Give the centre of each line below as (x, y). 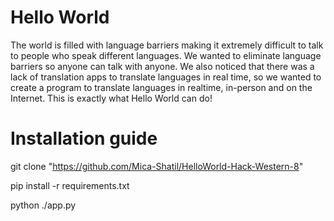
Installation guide (84, 138)
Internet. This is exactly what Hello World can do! (111, 98)
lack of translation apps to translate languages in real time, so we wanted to (166, 77)
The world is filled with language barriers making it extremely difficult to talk (167, 45)
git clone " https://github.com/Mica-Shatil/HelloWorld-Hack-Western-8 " (157, 166)
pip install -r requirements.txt (70, 185)
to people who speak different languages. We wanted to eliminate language (166, 55)
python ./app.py (43, 205)
